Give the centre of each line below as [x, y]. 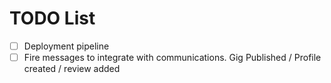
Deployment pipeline [66, 46]
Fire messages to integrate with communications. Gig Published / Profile [172, 57]
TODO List [52, 18]
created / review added [72, 69]
